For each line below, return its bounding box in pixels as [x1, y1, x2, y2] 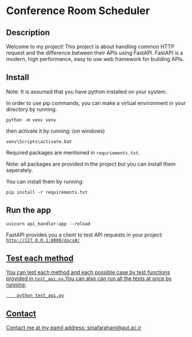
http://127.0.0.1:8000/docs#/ [6, 237, 80, 243]
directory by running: [6, 106, 57, 113]
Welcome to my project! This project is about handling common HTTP [6, 43, 175, 50]
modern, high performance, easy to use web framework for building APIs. [6, 56, 184, 62]
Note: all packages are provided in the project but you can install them [6, 160, 176, 167]
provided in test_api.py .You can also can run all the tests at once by [6, 275, 172, 282]
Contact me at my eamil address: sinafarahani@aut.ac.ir [6, 324, 142, 331]
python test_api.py [16, 292, 65, 299]
